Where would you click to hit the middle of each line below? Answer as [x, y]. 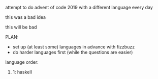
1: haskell [22, 72]
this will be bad [21, 27]
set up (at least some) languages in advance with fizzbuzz [74, 47]
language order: [22, 62]
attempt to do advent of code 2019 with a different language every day [79, 7]
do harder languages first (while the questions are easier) [73, 52]
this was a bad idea [26, 17]
